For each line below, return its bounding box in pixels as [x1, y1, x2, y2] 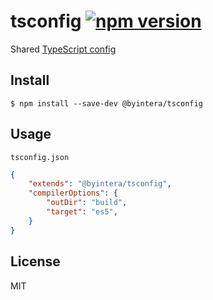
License [10, 253, 61, 270]
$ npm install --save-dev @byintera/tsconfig [10, 98, 203, 109]
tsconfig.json [10, 152, 70, 162]
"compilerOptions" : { [28, 188, 118, 199]
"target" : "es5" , [46, 207, 118, 217]
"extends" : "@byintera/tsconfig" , [28, 179, 172, 189]
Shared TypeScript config [10, 43, 117, 55]
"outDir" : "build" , [46, 198, 128, 208]
